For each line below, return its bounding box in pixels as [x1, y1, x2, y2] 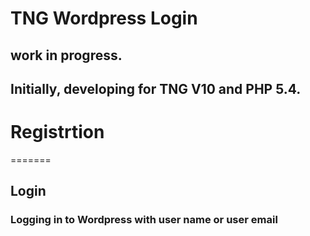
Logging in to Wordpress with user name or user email [10, 213, 278, 227]
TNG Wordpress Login [10, 7, 198, 30]
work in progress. [10, 47, 123, 64]
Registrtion [10, 121, 105, 144]
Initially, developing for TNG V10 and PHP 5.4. [10, 80, 302, 97]
